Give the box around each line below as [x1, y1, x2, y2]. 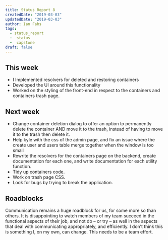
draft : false [5, 45, 33, 50]
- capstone [10, 40, 35, 45]
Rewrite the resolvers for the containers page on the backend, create [12, 153, 156, 159]
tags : [5, 26, 17, 31]
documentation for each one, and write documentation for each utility [12, 158, 157, 164]
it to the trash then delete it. [12, 131, 70, 137]
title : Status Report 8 [5, 7, 55, 13]
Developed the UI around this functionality [12, 82, 101, 88]
